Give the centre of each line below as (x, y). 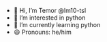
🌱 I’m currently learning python (57, 25)
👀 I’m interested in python (49, 18)
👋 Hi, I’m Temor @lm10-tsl (50, 10)
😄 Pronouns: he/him (42, 32)
